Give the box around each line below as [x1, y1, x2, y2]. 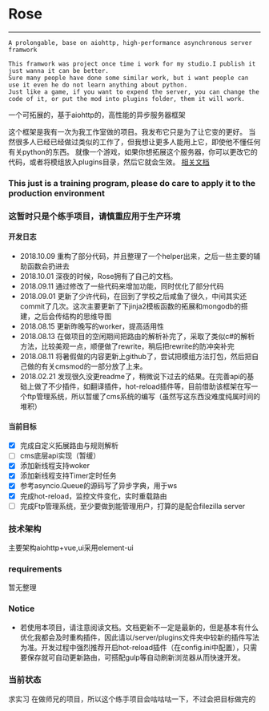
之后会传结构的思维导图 [34, 311, 112, 321]
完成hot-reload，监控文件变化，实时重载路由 [19, 491, 167, 501]
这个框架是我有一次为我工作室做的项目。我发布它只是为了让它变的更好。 [8, 127, 247, 136]
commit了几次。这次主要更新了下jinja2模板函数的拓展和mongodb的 [19, 301, 242, 311]
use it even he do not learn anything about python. [8, 81, 188, 89]
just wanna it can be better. [8, 67, 110, 75]
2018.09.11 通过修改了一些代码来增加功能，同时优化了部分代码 [19, 281, 224, 291]
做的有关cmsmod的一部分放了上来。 [26, 362, 147, 371]
